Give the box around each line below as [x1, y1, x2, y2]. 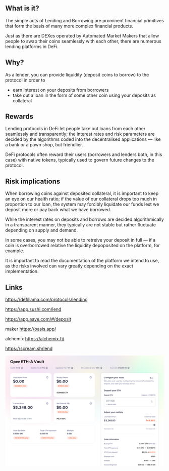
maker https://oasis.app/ [5, 326, 57, 332]
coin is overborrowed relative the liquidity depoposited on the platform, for [5, 243, 160, 249]
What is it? [5, 4, 39, 13]
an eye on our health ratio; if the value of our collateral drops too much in [5, 196, 157, 202]
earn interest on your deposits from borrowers [12, 87, 109, 93]
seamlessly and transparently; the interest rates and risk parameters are [5, 131, 155, 137]
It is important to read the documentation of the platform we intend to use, [5, 258, 159, 264]
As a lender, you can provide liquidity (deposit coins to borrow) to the [5, 71, 149, 77]
